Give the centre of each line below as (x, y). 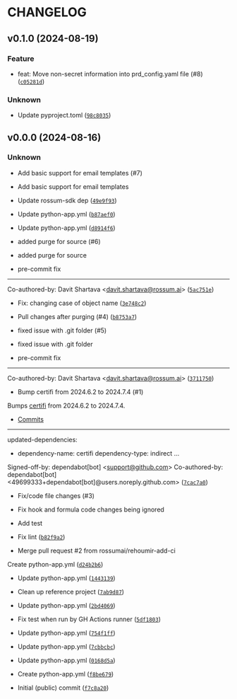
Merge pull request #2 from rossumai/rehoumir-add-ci (97, 550)
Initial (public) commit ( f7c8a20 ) (63, 688)
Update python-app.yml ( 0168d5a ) (66, 660)
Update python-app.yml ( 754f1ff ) (66, 632)
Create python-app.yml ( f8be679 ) (66, 674)
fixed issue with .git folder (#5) (62, 330)
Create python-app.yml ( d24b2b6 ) (55, 564)
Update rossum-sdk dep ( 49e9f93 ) (67, 200)
